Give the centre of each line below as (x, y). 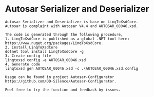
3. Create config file (28, 56)
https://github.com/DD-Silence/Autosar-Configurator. (61, 81)
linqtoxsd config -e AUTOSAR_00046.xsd (46, 60)
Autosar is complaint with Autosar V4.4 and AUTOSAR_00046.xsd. (72, 26)
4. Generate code (23, 64)
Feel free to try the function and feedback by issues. (63, 90)
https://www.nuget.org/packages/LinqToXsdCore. (54, 43)
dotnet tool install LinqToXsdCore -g (44, 51)
